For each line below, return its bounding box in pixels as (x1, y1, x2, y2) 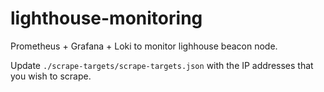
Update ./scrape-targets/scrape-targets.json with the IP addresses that (10, 59, 314, 71)
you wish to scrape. (10, 70, 92, 82)
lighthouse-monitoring (10, 7, 203, 30)
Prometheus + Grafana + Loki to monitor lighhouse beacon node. (10, 40, 278, 52)
